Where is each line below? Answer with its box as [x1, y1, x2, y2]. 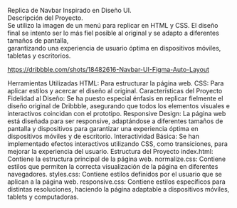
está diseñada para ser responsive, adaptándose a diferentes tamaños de [7, 117, 223, 125]
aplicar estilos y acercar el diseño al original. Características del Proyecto [7, 87, 223, 95]
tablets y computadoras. [7, 192, 79, 201]
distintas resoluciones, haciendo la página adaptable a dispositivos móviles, [7, 185, 230, 193]
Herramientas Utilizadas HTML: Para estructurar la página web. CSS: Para [7, 79, 224, 88]
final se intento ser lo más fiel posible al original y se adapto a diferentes [7, 28, 219, 37]
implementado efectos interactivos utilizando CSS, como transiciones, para [7, 140, 228, 148]
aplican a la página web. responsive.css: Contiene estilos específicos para [7, 177, 226, 186]
